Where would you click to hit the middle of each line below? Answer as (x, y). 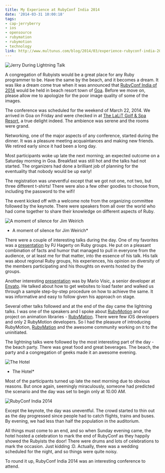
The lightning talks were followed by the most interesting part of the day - (80, 342)
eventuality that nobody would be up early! (48, 171)
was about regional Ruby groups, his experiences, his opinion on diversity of (82, 261)
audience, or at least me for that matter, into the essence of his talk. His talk (82, 255)
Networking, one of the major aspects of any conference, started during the (82, 135)
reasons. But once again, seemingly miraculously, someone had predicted (80, 386)
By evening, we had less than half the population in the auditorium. (72, 421)
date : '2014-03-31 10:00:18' (35, 14)
